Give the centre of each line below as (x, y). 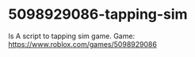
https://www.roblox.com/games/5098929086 (82, 44)
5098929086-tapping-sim (98, 14)
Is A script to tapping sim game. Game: (72, 36)
